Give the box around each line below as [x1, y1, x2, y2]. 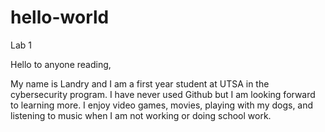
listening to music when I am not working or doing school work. [10, 109, 272, 121]
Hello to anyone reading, [10, 58, 112, 70]
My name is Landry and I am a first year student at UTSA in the [10, 77, 270, 90]
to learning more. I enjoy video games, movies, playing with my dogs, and [10, 99, 314, 111]
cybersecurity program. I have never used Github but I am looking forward [10, 88, 316, 100]
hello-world [10, 6, 110, 29]
